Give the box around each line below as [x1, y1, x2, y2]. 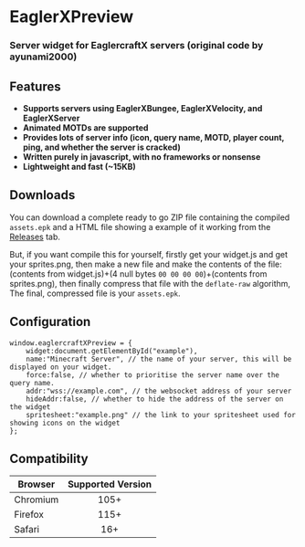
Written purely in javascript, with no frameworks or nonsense [22, 151, 261, 162]
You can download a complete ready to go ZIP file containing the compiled [9, 212, 290, 223]
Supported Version [67, 478, 152, 490]
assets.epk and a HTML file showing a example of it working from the [9, 221, 271, 232]
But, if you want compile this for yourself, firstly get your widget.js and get [9, 248, 288, 259]
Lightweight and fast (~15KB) [22, 161, 137, 172]
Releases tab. [9, 231, 61, 242]
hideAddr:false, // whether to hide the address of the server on [26, 394, 284, 404]
